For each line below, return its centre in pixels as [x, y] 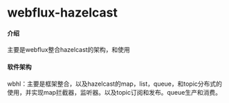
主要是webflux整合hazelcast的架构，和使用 [68, 50]
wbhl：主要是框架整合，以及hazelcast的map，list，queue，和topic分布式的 [115, 84]
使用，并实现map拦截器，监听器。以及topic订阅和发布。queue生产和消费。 [114, 92]
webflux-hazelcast [62, 13]
